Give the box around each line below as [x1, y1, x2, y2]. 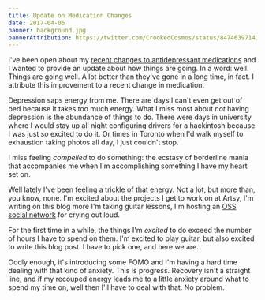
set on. [8, 170, 31, 179]
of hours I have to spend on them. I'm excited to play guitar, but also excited [8, 234, 255, 243]
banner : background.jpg [8, 26, 87, 34]
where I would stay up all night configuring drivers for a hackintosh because [8, 121, 256, 130]
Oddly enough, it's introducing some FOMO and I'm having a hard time [8, 257, 238, 267]
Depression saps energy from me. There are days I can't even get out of [8, 96, 243, 105]
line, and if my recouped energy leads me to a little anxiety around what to [8, 274, 250, 284]
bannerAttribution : [8, 33, 73, 42]
